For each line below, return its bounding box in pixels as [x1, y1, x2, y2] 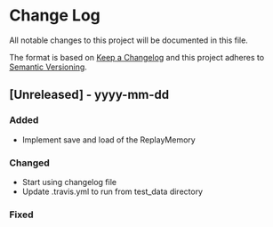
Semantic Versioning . [9, 61, 87, 72]
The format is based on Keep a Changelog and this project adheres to [9, 52, 265, 62]
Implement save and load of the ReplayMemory [21, 134, 196, 145]
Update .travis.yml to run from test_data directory [21, 186, 203, 197]
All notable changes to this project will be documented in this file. [9, 35, 249, 45]
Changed [9, 157, 51, 169]
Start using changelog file [21, 176, 117, 187]
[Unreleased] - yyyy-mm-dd [9, 87, 170, 102]
